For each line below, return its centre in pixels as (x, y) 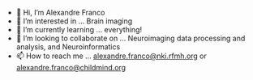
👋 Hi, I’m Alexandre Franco (60, 13)
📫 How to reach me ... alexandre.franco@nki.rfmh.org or (111, 56)
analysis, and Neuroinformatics (68, 47)
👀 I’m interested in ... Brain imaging (74, 21)
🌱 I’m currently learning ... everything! (79, 29)
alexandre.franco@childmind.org (71, 67)
